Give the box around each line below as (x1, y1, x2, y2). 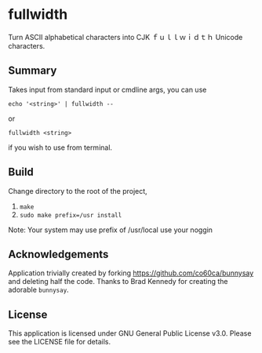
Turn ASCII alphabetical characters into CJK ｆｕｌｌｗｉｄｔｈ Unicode (8, 32, 243, 42)
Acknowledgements (8, 247, 109, 260)
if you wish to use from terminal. (8, 143, 112, 152)
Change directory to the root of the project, (8, 186, 147, 195)
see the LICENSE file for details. (8, 337, 111, 347)
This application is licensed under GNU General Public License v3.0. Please (8, 329, 252, 338)
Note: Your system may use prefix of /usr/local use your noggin (8, 225, 213, 235)
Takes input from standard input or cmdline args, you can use (8, 85, 207, 94)
